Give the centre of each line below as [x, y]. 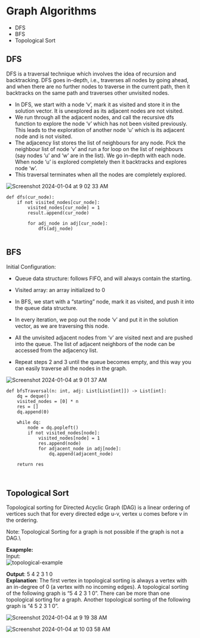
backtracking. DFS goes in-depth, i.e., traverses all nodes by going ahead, [98, 80]
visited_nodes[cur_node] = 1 [64, 207]
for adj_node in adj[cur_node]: [68, 223]
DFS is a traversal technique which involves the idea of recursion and [91, 74]
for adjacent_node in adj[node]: [79, 449]
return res [30, 464]
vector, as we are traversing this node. [62, 326]
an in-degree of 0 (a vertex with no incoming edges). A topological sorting [98, 587]
